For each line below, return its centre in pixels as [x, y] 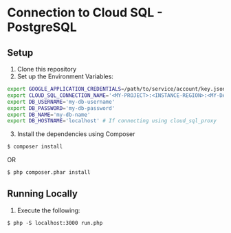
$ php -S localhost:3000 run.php [55, 223]
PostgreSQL [42, 27]
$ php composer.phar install [49, 173]
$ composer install [35, 147]
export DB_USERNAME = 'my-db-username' [61, 102]
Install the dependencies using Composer [76, 134]
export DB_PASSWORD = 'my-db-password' [61, 108]
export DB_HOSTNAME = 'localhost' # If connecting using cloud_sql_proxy [112, 121]
